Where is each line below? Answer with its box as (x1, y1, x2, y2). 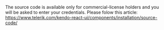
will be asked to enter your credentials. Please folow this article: (5, 9, 138, 15)
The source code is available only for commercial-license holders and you (5, 4, 159, 10)
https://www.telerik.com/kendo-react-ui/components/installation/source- (5, 15, 157, 20)
